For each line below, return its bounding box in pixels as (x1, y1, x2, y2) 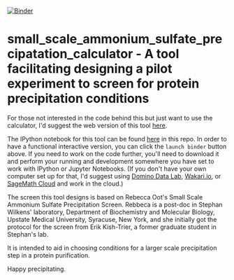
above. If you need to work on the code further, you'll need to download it (7, 149, 219, 157)
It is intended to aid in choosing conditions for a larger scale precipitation (7, 244, 217, 252)
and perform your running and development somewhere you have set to (7, 157, 214, 165)
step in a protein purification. (7, 251, 90, 259)
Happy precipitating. (7, 265, 66, 273)
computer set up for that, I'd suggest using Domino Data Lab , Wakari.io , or (7, 171, 221, 180)
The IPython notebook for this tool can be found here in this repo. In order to (7, 134, 227, 143)
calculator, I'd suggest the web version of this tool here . (7, 121, 168, 129)
